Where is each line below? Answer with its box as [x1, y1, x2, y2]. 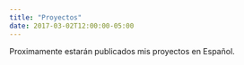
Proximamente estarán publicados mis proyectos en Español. [9, 45, 235, 56]
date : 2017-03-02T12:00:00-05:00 [9, 21, 135, 30]
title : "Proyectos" [9, 12, 83, 22]
